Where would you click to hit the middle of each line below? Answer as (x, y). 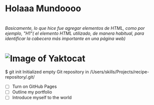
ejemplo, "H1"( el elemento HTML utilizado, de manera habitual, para (75, 33)
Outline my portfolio (32, 92)
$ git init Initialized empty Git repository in (47, 72)
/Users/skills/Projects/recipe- (119, 72)
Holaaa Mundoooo (43, 9)
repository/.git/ (20, 77)
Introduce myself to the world (42, 98)
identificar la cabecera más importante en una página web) (65, 39)
